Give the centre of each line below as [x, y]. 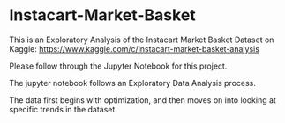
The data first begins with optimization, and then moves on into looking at [142, 100]
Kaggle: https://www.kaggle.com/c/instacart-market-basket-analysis [135, 48]
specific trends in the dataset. [63, 109]
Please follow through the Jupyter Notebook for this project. [118, 66]
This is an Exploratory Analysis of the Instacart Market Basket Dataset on [142, 40]
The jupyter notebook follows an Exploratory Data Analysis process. [132, 83]
